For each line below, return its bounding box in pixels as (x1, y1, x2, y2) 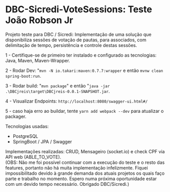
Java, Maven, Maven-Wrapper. (5, 57, 70, 63)
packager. (5, 113, 27, 119)
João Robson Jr (5, 14, 73, 26)
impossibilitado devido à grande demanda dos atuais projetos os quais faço (5, 170, 165, 176)
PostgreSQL (12, 133, 38, 139)
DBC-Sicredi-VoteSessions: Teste (5, 4, 153, 15)
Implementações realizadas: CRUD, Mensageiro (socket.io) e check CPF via (5, 148, 165, 154)
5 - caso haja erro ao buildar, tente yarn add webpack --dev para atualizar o (5, 108, 164, 114)
